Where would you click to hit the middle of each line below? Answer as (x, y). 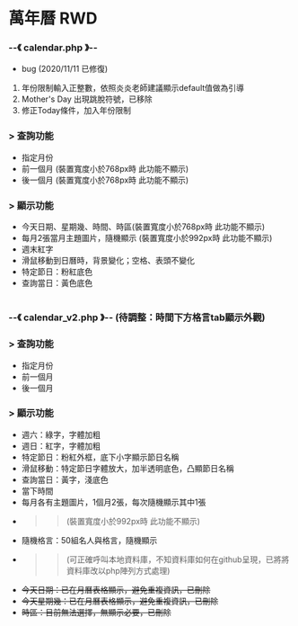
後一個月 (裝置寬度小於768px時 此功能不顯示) (105, 180)
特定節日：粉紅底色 (57, 272)
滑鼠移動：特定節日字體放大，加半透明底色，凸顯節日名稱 (127, 468)
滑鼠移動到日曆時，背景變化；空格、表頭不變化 (108, 261)
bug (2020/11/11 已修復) (65, 69)
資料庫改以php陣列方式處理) (118, 570)
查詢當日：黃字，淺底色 (65, 479)
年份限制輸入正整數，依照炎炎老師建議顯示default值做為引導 (132, 88)
